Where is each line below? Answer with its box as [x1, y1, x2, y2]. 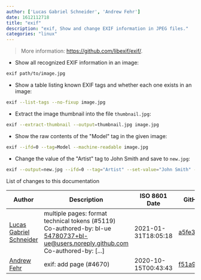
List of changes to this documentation [6, 177, 100, 184]
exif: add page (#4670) [44, 260, 110, 268]
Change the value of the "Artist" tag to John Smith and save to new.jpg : [14, 155, 190, 162]
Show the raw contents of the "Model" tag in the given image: [14, 132, 167, 139]
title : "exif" [6, 20, 42, 26]
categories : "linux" [6, 31, 58, 37]
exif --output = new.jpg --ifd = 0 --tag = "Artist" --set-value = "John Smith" [6, 166, 191, 172]
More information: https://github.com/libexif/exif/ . [20, 47, 143, 54]
